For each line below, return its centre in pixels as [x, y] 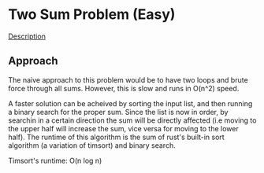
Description [27, 36]
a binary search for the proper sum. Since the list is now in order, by [118, 112]
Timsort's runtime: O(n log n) [55, 160]
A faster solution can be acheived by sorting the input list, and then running [130, 103]
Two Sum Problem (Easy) [92, 15]
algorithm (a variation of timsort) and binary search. [92, 145]
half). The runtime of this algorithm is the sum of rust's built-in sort [116, 137]
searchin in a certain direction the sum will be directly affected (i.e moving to [132, 120]
